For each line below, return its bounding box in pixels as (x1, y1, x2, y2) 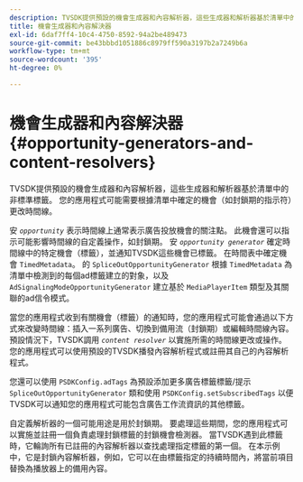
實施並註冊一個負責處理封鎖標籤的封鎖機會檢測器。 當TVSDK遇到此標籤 (16, 429, 284, 440)
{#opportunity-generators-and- (9, 133, 254, 153)
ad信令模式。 (24, 292, 75, 303)
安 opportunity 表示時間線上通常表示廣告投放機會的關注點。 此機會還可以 (9, 225, 282, 236)
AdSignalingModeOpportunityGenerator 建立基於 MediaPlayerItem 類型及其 (9, 281, 281, 292)
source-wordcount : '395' (9, 55, 103, 64)
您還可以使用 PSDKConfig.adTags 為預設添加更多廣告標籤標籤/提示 (9, 375, 252, 386)
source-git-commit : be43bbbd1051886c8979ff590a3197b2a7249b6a (9, 38, 248, 48)
